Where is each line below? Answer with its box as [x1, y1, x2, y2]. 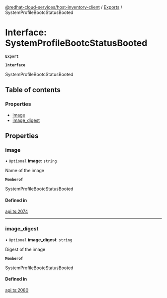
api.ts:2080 [5, 287, 29, 293]
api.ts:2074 [5, 208, 28, 214]
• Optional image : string [5, 158, 57, 164]
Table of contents [5, 86, 61, 94]
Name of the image [5, 168, 45, 174]
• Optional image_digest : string [5, 236, 73, 243]
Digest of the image [5, 246, 46, 252]
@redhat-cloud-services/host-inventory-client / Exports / [5, 4, 123, 10]
